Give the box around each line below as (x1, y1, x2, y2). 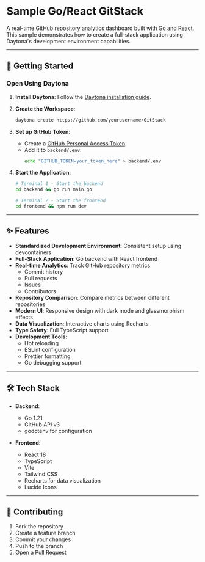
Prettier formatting (24, 352, 71, 360)
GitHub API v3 (24, 420, 60, 428)
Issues (24, 281, 41, 288)
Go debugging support (24, 359, 82, 366)
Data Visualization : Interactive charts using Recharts (15, 319, 149, 327)
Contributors (24, 287, 57, 294)
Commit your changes (15, 536, 71, 543)
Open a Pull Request (15, 549, 67, 557)
